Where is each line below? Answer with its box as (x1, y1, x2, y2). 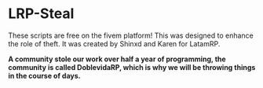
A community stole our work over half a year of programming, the (8, 54, 226, 64)
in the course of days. (8, 71, 81, 80)
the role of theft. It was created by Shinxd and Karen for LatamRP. (8, 38, 221, 48)
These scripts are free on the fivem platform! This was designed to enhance (8, 31, 254, 40)
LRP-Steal (8, 5, 75, 23)
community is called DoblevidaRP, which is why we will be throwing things (8, 62, 256, 71)
